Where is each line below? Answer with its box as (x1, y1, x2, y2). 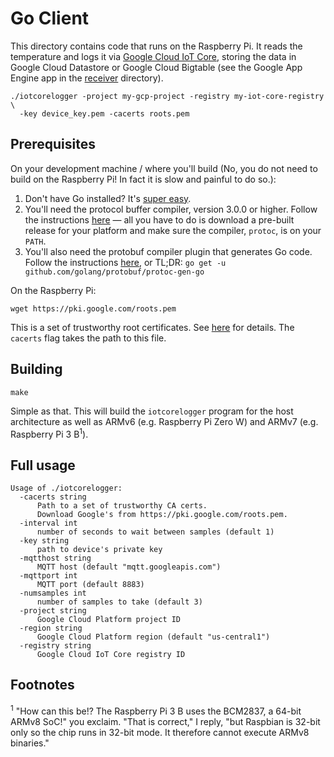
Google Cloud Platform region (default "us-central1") (36, 632, 271, 642)
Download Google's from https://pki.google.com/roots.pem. (36, 510, 288, 520)
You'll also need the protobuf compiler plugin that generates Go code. (24, 245, 313, 257)
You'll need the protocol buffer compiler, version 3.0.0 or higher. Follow (24, 203, 318, 215)
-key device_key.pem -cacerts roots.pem (19, 108, 190, 119)
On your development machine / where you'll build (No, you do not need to (10, 162, 318, 174)
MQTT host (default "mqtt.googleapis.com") (36, 562, 222, 572)
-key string (19, 536, 70, 546)
